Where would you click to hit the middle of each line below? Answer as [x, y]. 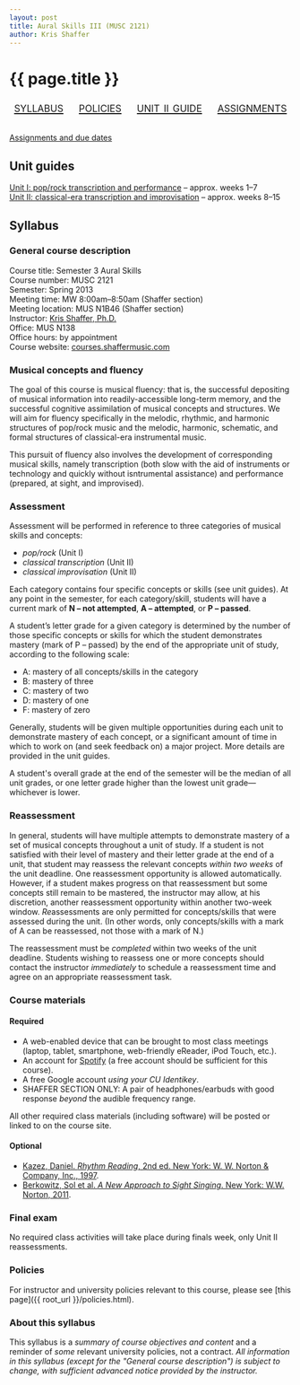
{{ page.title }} [64, 79]
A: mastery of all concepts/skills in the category [110, 672]
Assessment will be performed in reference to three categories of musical [145, 526]
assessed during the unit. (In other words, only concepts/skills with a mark [146, 921]
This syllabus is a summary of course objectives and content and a [133, 1342]
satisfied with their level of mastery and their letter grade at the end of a [142, 855]
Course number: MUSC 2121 [61, 280]
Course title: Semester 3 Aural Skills [75, 270]
